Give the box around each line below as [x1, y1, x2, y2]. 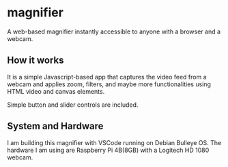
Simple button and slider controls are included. [7, 101, 139, 109]
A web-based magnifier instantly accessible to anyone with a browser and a [7, 27, 220, 36]
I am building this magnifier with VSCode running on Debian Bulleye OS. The [7, 138, 222, 146]
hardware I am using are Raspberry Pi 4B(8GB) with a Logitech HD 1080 [7, 146, 210, 154]
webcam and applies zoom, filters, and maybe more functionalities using [7, 80, 212, 88]
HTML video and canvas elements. [7, 87, 105, 95]
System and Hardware [7, 120, 104, 132]
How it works [7, 55, 64, 66]
